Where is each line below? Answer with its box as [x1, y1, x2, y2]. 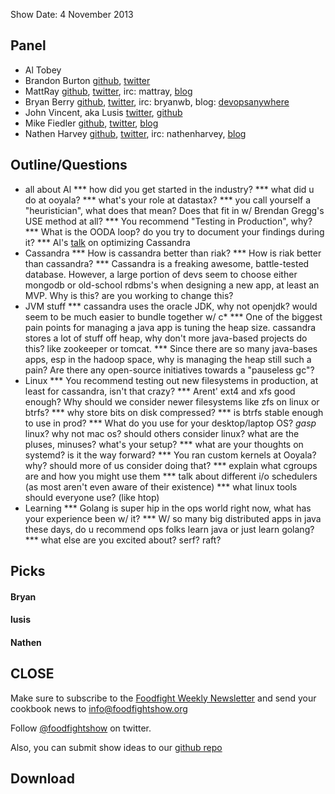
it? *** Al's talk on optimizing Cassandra [24, 236, 191, 248]
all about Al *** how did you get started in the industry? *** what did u [24, 183, 315, 195]
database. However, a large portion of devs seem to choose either [24, 268, 298, 280]
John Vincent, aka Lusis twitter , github [24, 106, 183, 118]
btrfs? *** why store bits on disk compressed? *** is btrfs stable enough [24, 406, 324, 418]
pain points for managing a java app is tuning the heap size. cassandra [24, 321, 317, 333]
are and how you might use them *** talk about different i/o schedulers [24, 470, 318, 482]
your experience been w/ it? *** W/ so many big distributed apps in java [24, 512, 322, 524]
